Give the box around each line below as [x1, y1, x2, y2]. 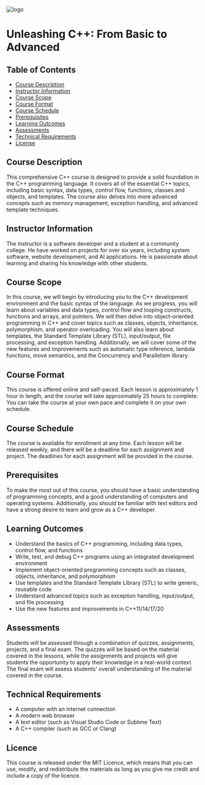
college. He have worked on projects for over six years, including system [6, 246, 190, 254]
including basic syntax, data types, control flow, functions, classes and [6, 186, 185, 193]
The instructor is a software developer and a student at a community [6, 239, 179, 247]
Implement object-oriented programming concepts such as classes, [15, 566, 187, 573]
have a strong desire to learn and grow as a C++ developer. [6, 506, 156, 513]
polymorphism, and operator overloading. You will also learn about [6, 326, 174, 333]
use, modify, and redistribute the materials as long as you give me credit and [6, 765, 199, 773]
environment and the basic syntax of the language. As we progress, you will [6, 300, 198, 307]
